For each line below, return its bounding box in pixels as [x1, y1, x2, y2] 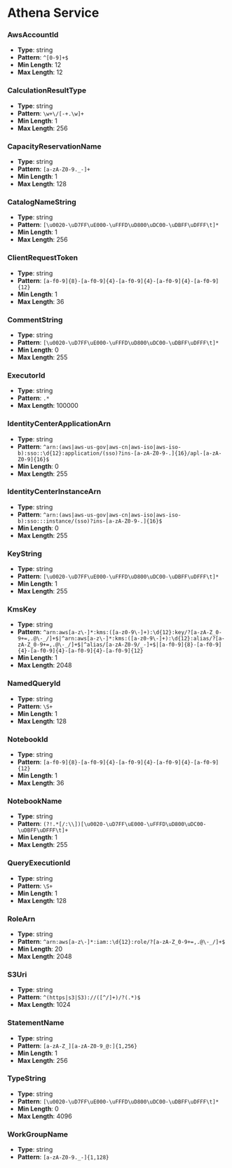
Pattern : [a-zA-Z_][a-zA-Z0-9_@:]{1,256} [17, 1041, 138, 1050]
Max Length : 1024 [17, 1001, 71, 1009]
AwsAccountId [7, 30, 59, 40]
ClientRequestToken [7, 253, 79, 263]
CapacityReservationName [7, 142, 102, 151]
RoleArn [7, 914, 36, 923]
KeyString [7, 549, 42, 558]
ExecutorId [7, 370, 46, 380]
